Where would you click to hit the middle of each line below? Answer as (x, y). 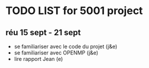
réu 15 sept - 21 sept (43, 33)
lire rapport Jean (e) (38, 59)
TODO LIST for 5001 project (74, 11)
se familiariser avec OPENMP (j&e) (56, 53)
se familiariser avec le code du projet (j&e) (66, 46)
